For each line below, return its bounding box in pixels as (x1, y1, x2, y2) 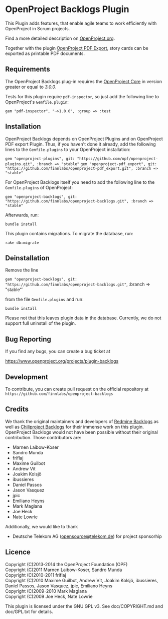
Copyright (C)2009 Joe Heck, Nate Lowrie (5, 593, 93, 599)
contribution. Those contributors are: (5, 434, 82, 440)
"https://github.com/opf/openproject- (77, 156, 158, 161)
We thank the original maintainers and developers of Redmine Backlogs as (5, 418, 159, 424)
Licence (5, 548, 31, 557)
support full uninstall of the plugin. (5, 320, 76, 326)
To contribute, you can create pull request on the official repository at (5, 386, 149, 392)
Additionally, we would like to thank (5, 523, 78, 529)
